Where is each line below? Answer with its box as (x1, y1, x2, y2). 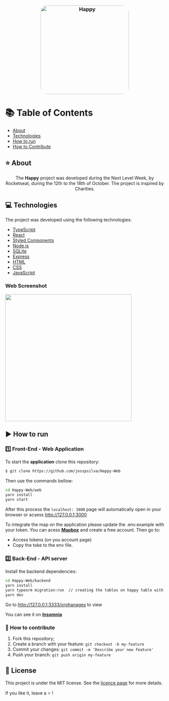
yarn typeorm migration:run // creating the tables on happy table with (5, 588, 164, 593)
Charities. (75, 186, 95, 192)
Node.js (12, 243, 29, 249)
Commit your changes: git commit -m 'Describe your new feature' (12, 646, 154, 652)
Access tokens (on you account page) (12, 536, 92, 542)
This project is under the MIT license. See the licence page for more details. (5, 680, 163, 686)
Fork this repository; (12, 636, 54, 642)
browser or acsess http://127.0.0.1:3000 (5, 511, 87, 518)
